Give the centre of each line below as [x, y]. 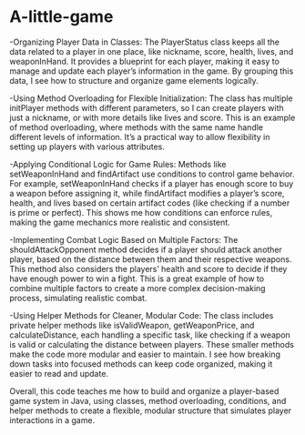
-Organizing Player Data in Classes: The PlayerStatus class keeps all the [145, 42]
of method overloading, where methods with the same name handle [137, 127]
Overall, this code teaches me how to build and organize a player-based [144, 391]
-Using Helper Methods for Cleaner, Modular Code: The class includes [142, 315]
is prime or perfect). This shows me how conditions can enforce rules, [141, 212]
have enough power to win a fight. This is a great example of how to [137, 278]
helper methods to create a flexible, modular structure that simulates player [151, 410]
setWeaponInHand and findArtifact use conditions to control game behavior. [152, 174]
